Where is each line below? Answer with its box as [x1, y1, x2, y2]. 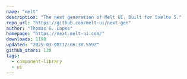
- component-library [11, 58, 62, 64]
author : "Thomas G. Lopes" [6, 25, 73, 31]
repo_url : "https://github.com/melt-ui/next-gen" [6, 20, 132, 26]
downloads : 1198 [6, 36, 46, 42]
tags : [6, 53, 20, 59]
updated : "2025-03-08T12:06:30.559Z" [6, 42, 100, 48]
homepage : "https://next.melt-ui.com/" [6, 31, 105, 37]
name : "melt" [6, 8, 39, 15]
